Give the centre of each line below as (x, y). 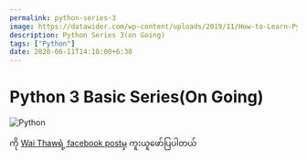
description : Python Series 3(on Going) (88, 35)
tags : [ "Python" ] (42, 43)
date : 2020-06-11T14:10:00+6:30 (71, 52)
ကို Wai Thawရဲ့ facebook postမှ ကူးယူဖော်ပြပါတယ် (103, 144)
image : (22, 27)
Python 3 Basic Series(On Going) (137, 97)
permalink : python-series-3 (63, 18)
